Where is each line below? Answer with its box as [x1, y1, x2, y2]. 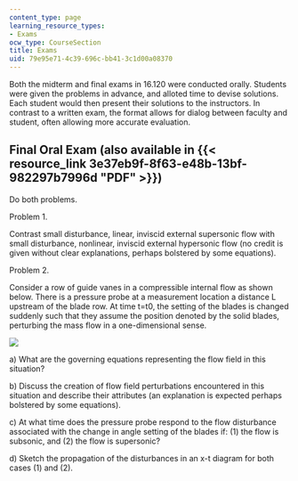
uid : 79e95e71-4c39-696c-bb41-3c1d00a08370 [9, 54, 173, 63]
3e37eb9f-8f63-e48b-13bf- [88, 157, 247, 172]
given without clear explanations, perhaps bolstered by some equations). [9, 247, 277, 258]
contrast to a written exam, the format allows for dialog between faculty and [9, 108, 287, 118]
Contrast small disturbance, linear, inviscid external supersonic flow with [9, 228, 276, 239]
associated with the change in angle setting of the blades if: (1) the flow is [9, 426, 279, 436]
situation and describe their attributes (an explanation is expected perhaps [9, 389, 283, 401]
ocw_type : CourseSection [9, 37, 101, 47]
